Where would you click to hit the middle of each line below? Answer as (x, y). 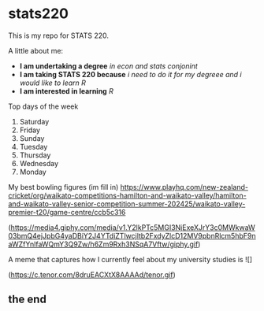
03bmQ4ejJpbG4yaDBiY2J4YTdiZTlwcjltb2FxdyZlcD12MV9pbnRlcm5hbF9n (132, 235)
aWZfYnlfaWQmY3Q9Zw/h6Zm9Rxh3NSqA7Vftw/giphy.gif (103, 244)
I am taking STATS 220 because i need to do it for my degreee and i (130, 74)
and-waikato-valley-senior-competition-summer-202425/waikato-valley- (127, 204)
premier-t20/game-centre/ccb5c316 (67, 212)
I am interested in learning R (67, 91)
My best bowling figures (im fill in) (63, 187)
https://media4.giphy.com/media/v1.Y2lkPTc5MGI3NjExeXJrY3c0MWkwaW (133, 227)
